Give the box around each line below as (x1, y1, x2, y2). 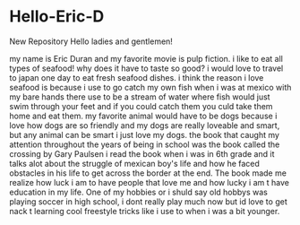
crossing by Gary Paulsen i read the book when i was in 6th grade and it (9, 148, 275, 159)
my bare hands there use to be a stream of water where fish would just (9, 91, 270, 102)
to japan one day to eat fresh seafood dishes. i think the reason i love (9, 72, 264, 82)
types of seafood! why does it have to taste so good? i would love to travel (9, 63, 284, 74)
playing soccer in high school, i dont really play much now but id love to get (9, 195, 288, 207)
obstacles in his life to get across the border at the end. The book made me (9, 168, 287, 178)
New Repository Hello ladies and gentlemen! (9, 36, 173, 47)
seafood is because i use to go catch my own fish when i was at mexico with (9, 82, 292, 92)
